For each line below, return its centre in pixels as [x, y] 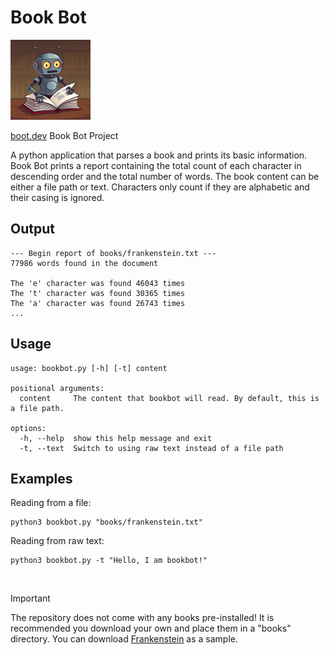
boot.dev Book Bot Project [64, 135]
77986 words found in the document [84, 263]
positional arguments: [57, 388]
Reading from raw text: [57, 541]
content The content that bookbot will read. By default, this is [169, 398]
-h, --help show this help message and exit [116, 438]
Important [30, 598]
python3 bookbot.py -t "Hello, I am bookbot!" [109, 561]
